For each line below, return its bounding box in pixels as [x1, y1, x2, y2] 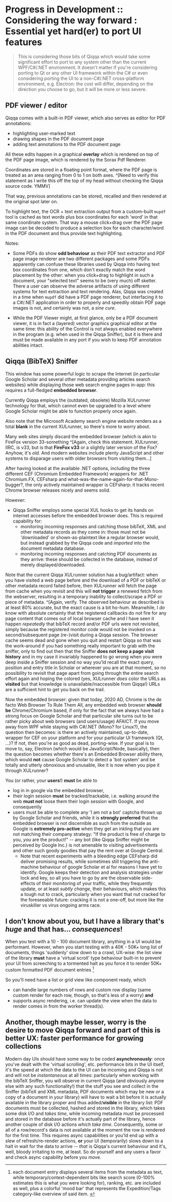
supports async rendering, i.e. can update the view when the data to [12, 998, 157, 1004]
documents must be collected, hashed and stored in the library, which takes [5, 1105, 165, 1111]
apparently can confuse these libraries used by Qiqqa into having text [12, 261, 160, 267]
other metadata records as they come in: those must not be [20, 529, 146, 535]
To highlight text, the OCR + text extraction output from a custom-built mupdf [5, 208, 166, 214]
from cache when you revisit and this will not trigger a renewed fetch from [5, 588, 163, 594]
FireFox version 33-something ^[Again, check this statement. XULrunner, [5, 439, 159, 445]
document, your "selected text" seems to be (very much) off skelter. [12, 277, 157, 283]
